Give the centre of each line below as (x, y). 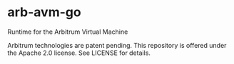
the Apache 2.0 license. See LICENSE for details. (79, 53)
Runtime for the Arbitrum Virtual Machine (68, 32)
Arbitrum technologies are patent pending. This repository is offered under (117, 45)
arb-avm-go (44, 12)
